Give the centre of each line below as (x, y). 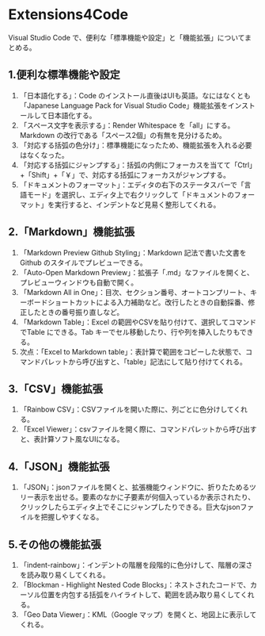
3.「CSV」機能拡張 (56, 389)
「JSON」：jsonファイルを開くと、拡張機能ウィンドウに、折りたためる (134, 487)
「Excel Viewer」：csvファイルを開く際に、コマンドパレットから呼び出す (138, 429)
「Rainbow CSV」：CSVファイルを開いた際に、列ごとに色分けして (127, 409)
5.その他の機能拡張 (55, 544)
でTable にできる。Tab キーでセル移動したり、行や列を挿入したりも (129, 331)
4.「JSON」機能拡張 (59, 467)
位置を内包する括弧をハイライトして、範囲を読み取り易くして (141, 595)
